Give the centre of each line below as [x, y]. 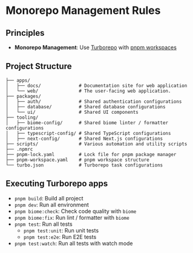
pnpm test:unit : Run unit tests [61, 230]
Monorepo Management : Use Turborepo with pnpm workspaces [95, 47]
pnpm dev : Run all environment [51, 205]
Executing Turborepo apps [57, 184]
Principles [25, 33]
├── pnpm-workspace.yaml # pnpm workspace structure [77, 160]
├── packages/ [24, 96]
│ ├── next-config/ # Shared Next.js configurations [84, 139]
